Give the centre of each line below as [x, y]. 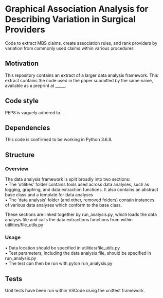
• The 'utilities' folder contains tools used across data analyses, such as [77, 184]
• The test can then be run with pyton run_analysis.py [59, 263]
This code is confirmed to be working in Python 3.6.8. [59, 140]
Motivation [22, 63]
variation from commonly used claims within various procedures [69, 48]
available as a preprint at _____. [36, 86]
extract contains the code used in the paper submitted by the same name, [79, 80]
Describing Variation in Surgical [71, 19]
